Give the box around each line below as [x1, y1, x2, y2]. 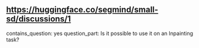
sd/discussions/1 [6, 14, 71, 24]
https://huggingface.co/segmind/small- [6, 5, 158, 15]
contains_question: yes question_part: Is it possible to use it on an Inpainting [6, 30, 194, 37]
